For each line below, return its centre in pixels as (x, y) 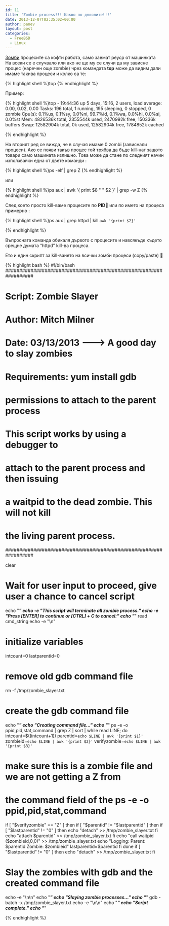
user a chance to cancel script (70, 596)
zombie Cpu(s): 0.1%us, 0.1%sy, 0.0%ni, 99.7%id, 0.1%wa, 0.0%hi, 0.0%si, (83, 114)
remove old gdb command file (69, 677)
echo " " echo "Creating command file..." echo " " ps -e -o (67, 725)
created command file (52, 883)
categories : (18, 33)
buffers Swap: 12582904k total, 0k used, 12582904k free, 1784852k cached (85, 124)
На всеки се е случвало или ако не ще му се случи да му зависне (77, 63)
